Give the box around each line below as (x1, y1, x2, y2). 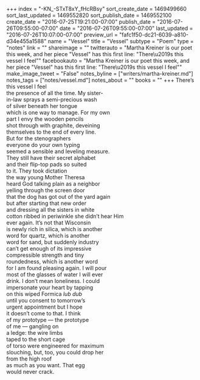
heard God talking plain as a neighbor (6, 180, 100, 187)
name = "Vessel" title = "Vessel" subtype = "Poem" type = (47, 38, 195, 45)
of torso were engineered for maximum (6, 342, 105, 350)
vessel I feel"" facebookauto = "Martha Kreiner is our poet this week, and (6, 57, 190, 64)
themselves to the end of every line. (6, 128, 96, 135)
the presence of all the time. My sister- (6, 90, 103, 96)
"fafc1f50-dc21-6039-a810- (119, 31, 189, 38)
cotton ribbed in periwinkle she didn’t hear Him (6, 213, 124, 220)
